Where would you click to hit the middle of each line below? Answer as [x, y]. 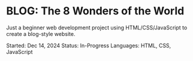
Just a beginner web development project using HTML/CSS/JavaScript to [97, 28]
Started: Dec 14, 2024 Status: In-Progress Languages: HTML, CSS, [89, 45]
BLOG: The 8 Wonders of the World [95, 11]
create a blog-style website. [41, 33]
